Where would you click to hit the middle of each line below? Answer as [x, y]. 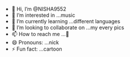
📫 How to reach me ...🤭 [40, 34]
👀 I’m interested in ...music [43, 15]
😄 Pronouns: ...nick [35, 42]
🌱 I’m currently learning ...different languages [66, 21]
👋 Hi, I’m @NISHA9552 [39, 9]
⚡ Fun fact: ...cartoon [37, 49]
